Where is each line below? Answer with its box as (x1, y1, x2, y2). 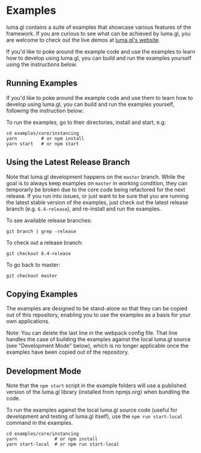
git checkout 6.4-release (6, 250, 71, 256)
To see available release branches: (6, 217, 92, 224)
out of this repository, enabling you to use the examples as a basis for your (6, 311, 191, 319)
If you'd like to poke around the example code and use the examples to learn (6, 48, 196, 55)
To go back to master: (6, 261, 61, 268)
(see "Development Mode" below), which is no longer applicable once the (6, 342, 189, 350)
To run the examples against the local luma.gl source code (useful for (6, 407, 178, 414)
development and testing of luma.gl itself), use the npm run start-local (6, 413, 183, 420)
